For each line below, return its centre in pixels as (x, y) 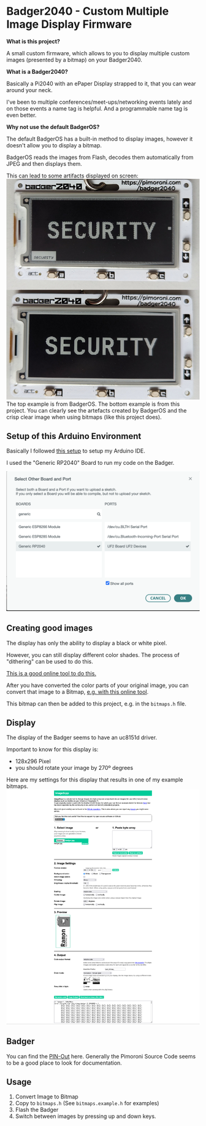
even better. (21, 115)
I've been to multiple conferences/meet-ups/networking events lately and (99, 102)
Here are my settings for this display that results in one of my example (95, 780)
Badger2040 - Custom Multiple (88, 11)
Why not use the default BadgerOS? (53, 126)
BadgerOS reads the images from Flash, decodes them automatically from (100, 157)
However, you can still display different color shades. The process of (93, 654)
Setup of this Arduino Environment (74, 436)
